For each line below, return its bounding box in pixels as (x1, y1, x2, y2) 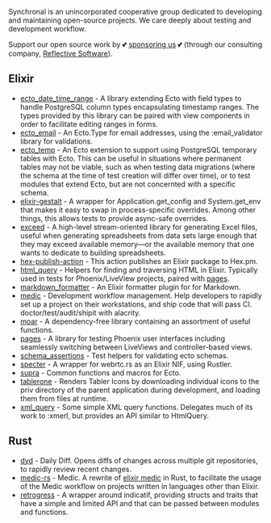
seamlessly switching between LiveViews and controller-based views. (19, 342, 252, 352)
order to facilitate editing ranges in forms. (19, 119, 159, 128)
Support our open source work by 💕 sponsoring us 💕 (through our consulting (8, 40, 263, 49)
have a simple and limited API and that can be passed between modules (19, 498, 260, 508)
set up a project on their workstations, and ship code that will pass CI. (19, 299, 252, 309)
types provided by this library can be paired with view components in (19, 111, 250, 120)
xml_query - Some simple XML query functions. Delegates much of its (19, 402, 253, 412)
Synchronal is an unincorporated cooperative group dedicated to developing (8, 7, 262, 16)
